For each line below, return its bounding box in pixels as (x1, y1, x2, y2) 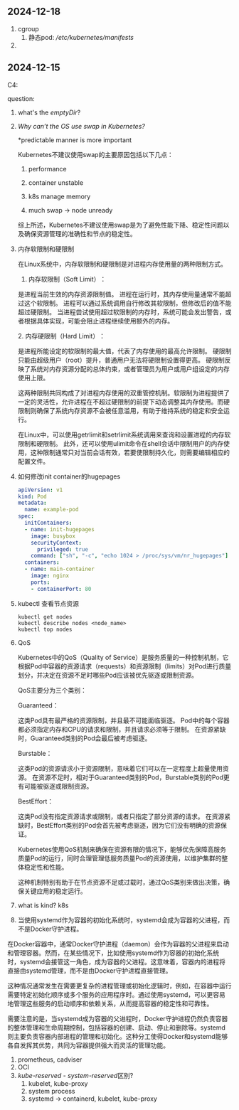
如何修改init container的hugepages (17, 472, 121, 481)
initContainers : (24, 519, 73, 526)
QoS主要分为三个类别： (17, 685, 87, 694)
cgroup (17, 24, 39, 33)
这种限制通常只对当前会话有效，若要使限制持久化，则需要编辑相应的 (30, 448, 230, 457)
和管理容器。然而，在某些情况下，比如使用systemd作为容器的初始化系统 (7, 949, 220, 957)
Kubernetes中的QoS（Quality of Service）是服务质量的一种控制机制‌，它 (17, 653, 229, 661)
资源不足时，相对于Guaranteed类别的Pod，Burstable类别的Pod (38, 773, 224, 781)
